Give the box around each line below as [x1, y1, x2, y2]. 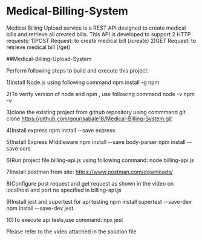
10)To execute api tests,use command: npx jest [6, 216, 123, 223]
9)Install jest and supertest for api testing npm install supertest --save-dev [6, 198, 192, 205]
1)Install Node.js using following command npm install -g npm [6, 79, 160, 86]
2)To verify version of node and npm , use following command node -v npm [6, 90, 195, 97]
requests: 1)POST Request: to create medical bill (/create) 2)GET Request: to [6, 37, 197, 44]
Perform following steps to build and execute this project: [6, 66, 149, 74]
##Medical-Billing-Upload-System [6, 55, 92, 62]
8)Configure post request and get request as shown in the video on [6, 180, 174, 187]
